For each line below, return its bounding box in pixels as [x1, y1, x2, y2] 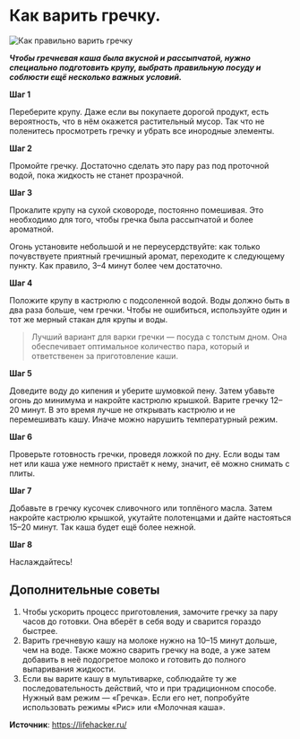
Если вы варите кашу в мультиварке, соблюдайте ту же [21, 673, 237, 683]
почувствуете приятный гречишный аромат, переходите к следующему [9, 251, 285, 261]
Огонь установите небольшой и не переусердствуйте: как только [9, 241, 261, 251]
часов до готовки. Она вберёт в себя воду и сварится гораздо [21, 616, 261, 627]
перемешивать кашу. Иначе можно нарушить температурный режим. [9, 414, 279, 425]
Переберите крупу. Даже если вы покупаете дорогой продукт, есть [9, 106, 270, 117]
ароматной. [9, 224, 55, 234]
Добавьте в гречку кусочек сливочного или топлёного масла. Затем [9, 502, 273, 513]
